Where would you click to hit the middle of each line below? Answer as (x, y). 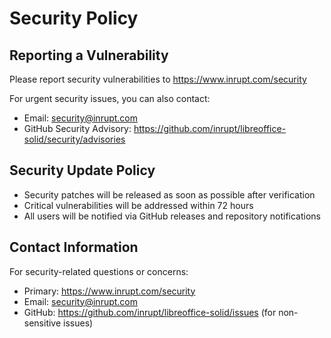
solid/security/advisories (74, 139)
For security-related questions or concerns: (99, 271)
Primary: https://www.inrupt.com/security (109, 291)
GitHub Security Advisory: (77, 128)
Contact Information (74, 247)
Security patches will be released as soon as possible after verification (169, 194)
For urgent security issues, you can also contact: (110, 98)
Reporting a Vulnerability (89, 55)
